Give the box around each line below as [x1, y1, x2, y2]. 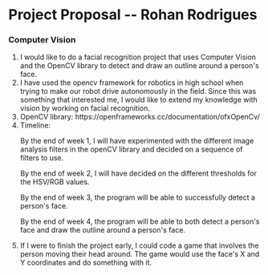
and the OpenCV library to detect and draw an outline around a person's [19, 61, 259, 71]
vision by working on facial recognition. [19, 103, 151, 113]
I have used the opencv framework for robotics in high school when [19, 78, 244, 87]
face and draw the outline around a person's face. [19, 225, 186, 235]
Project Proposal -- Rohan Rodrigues [8, 6, 258, 24]
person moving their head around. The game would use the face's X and [19, 249, 260, 259]
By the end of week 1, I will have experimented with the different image [19, 136, 254, 146]
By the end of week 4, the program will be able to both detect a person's [19, 216, 260, 226]
